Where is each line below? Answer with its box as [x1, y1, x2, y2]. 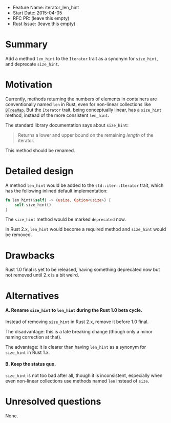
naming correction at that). [5, 334, 62, 340]
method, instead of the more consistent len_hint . [5, 112, 110, 118]
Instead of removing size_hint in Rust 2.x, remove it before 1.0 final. [5, 319, 149, 325]
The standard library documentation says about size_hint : [5, 122, 129, 128]
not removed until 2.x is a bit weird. [5, 272, 79, 278]
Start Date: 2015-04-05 [12, 10, 62, 16]
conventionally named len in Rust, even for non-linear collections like [5, 101, 151, 107]
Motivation [5, 79, 53, 91]
